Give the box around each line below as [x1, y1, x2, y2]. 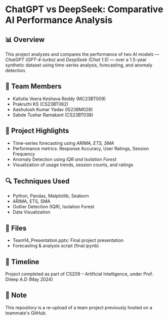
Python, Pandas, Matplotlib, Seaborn [12, 193, 90, 199]
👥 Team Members [5, 82, 62, 91]
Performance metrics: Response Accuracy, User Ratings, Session [12, 145, 149, 151]
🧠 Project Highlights [5, 126, 69, 135]
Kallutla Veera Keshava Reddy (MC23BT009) [12, 95, 106, 102]
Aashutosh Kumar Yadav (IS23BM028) [12, 106, 93, 112]
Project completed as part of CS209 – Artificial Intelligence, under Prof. [5, 271, 153, 277]
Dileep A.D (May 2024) [5, 276, 53, 282]
